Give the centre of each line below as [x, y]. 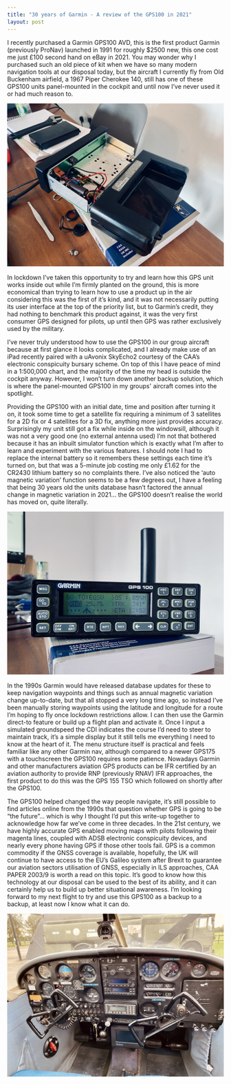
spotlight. [21, 393]
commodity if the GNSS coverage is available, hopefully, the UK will [103, 852]
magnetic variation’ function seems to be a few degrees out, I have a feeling [114, 480]
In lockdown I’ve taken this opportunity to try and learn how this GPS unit [110, 277]
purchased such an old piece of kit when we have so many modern [102, 64]
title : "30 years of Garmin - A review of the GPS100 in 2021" [100, 14]
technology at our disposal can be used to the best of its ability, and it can [112, 882]
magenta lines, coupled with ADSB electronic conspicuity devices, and [107, 838]
